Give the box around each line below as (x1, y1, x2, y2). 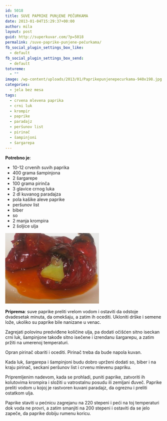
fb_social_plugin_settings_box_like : (5, 45, 84, 50)
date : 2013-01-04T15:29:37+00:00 (5, 19, 75, 24)
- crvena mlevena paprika (9, 98, 64, 103)
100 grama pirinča (12, 180, 50, 186)
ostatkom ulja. (5, 390, 34, 396)
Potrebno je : (5, 154, 31, 160)
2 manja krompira (12, 218, 49, 224)
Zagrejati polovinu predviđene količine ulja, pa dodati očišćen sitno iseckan (5, 329, 160, 335)
